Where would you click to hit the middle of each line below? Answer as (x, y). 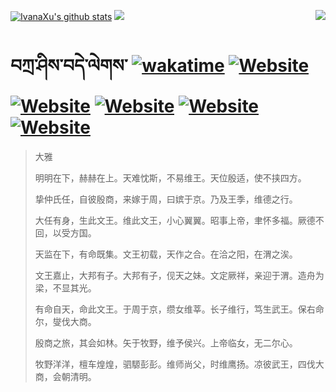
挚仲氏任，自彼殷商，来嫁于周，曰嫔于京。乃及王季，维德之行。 (166, 199)
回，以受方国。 (65, 232)
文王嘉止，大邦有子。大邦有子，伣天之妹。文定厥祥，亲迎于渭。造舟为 (179, 275)
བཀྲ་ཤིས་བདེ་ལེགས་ (69, 66)
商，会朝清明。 (65, 376)
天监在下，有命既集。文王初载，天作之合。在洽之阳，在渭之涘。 (166, 254)
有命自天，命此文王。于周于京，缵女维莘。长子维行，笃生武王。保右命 (179, 309)
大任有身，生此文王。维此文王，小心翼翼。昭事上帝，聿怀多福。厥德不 (179, 220)
